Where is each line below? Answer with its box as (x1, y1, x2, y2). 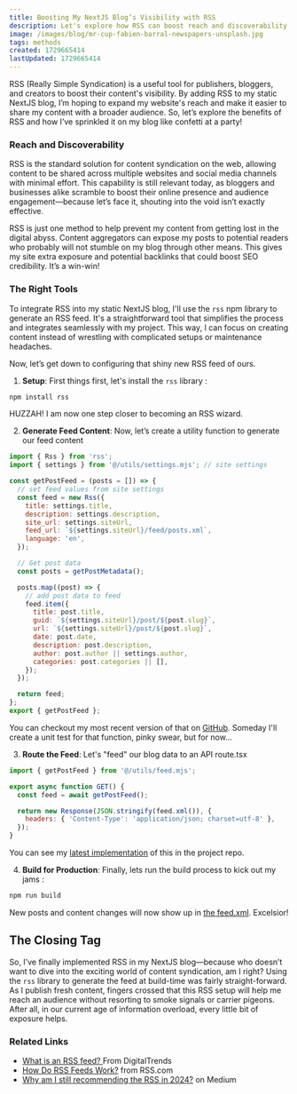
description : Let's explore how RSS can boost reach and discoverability (9, 21, 288, 30)
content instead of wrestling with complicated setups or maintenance (9, 331, 262, 342)
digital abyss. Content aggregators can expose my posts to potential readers (9, 233, 289, 243)
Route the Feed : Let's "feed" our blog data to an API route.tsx (21, 749, 248, 759)
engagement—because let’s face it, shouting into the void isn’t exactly (9, 196, 266, 207)
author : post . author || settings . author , (32, 649, 189, 658)
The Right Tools (9, 283, 78, 296)
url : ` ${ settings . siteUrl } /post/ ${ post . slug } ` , (32, 624, 213, 633)
